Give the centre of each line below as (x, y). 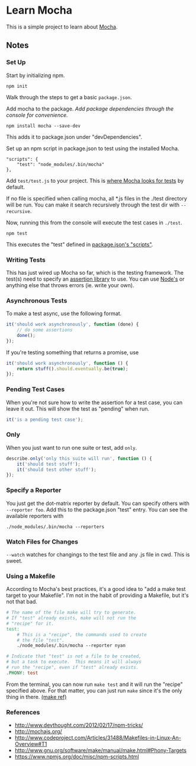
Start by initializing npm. (36, 75)
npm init (17, 86)
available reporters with (35, 516)
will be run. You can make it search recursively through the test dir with (93, 205)
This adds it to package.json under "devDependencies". (74, 136)
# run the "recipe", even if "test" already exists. (73, 668)
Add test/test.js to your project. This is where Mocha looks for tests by (95, 180)
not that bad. (22, 602)
